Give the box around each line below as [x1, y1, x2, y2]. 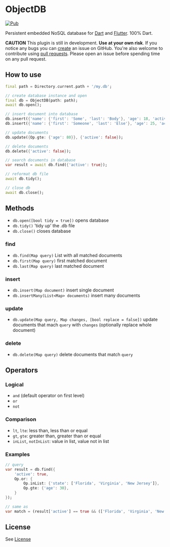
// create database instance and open [5, 93, 87, 98]
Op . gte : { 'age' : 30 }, [23, 486, 69, 491]
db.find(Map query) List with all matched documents [12, 252, 122, 258]
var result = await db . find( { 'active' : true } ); [5, 163, 108, 168]
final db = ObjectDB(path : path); [5, 97, 78, 103]
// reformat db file [5, 172, 49, 177]
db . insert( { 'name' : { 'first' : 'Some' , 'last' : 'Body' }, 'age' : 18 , [5, 116, 151, 122]
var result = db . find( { [5, 467, 56, 472]
